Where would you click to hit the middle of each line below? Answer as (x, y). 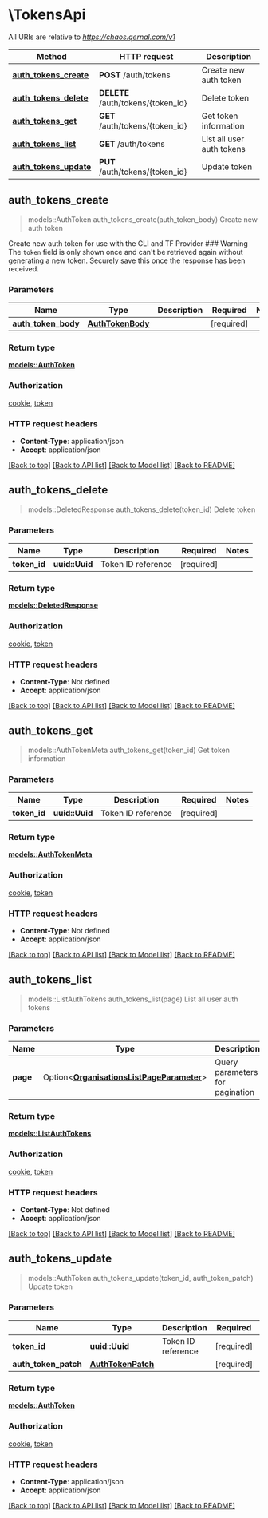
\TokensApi (47, 15)
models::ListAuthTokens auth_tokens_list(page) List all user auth (133, 999)
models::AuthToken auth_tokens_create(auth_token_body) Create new (142, 219)
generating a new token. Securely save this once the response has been (127, 260)
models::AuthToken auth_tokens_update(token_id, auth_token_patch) (140, 1278)
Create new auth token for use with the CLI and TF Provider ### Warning (128, 243)
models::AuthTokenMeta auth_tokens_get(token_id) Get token (128, 750)
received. (24, 268)
